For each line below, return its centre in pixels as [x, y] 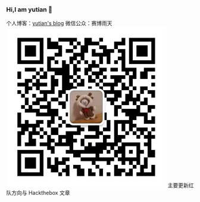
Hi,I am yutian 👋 [29, 10]
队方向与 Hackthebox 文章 [38, 193]
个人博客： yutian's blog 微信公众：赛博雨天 [59, 23]
